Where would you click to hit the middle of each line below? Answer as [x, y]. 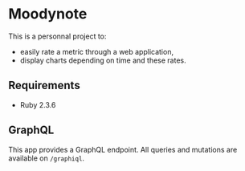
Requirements [44, 85]
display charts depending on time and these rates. [103, 60]
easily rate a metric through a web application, [97, 51]
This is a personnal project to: [57, 36]
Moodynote [48, 14]
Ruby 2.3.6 [38, 104]
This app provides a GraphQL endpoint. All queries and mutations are [123, 149]
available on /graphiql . [47, 158]
